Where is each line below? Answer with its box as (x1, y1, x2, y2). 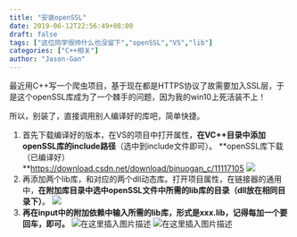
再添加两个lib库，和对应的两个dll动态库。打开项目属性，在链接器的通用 (21, 174, 283, 184)
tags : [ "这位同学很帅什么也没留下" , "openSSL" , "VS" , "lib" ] (9, 38, 213, 47)
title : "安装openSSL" (9, 13, 87, 22)
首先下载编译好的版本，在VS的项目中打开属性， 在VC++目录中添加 (21, 130, 266, 140)
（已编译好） (21, 152, 70, 162)
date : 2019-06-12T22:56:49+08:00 (9, 21, 134, 30)
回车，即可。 (21, 218, 70, 229)
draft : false (9, 30, 58, 38)
